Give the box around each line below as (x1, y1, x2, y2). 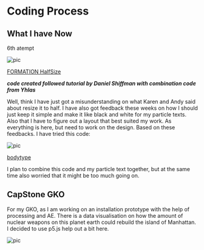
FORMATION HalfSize (7, 68, 61, 75)
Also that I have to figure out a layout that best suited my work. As (7, 117, 172, 124)
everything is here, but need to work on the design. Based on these (7, 124, 175, 131)
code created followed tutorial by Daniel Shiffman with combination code (7, 80, 196, 87)
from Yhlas (7, 86, 36, 93)
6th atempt (7, 44, 35, 52)
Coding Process (7, 4, 89, 18)
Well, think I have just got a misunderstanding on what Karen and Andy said (7, 98, 196, 105)
